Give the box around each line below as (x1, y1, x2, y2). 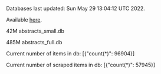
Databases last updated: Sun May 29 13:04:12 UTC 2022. (6, 5, 146, 12)
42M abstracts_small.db (6, 27, 65, 34)
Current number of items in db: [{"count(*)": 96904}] (6, 50, 135, 57)
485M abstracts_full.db (6, 39, 63, 45)
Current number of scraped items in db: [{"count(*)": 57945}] (6, 61, 156, 68)
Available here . (6, 16, 42, 23)
